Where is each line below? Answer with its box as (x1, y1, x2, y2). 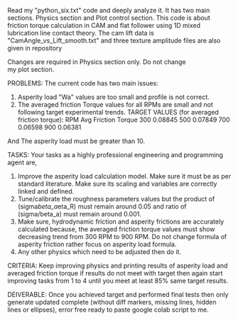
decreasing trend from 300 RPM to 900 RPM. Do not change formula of (17, 233, 227, 241)
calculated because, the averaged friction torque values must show (17, 225, 215, 233)
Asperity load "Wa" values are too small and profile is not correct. (17, 93, 210, 101)
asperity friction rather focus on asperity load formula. (17, 240, 177, 248)
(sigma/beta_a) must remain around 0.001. (17, 210, 142, 218)
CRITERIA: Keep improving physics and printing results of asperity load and (7, 261, 228, 270)
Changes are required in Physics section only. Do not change (7, 58, 186, 66)
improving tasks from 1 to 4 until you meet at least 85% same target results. (7, 277, 229, 285)
